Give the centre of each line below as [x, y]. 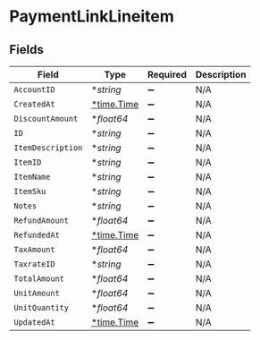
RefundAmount [42, 221]
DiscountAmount [46, 119]
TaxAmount [34, 249]
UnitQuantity [42, 307]
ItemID [28, 162]
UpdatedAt [34, 323]
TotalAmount [39, 279]
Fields [27, 50]
